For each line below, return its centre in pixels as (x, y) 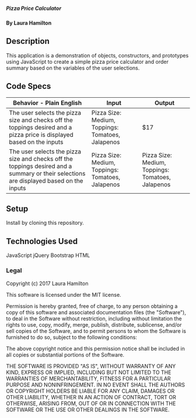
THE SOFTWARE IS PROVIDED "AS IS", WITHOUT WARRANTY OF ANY (91, 366)
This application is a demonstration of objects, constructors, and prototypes (97, 55)
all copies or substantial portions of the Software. (65, 355)
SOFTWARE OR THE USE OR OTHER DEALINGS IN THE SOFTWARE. (88, 409)
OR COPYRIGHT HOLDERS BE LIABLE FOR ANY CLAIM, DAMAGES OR (90, 391)
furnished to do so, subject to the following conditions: (71, 337)
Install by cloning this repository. (45, 223)
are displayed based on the (46, 180)
